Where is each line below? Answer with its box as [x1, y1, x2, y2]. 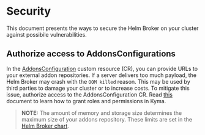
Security [6, 4, 51, 18]
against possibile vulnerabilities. [6, 31, 87, 38]
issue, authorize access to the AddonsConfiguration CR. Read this [6, 90, 173, 98]
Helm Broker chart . [21, 122, 69, 130]
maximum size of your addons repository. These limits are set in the [21, 115, 193, 123]
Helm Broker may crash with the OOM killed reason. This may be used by [6, 78, 191, 85]
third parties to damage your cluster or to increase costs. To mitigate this [6, 84, 190, 92]
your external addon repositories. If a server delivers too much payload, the [6, 71, 197, 79]
